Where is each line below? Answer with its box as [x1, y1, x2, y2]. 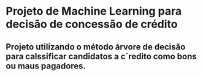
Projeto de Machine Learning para [6, 4, 182, 18]
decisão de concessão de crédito [6, 17, 178, 31]
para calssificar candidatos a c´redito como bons [6, 51, 197, 62]
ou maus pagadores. [6, 61, 86, 71]
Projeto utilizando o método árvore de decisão [6, 42, 186, 52]
